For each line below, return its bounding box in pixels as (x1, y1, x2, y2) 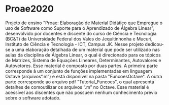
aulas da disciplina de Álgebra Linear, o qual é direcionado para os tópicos (5, 51, 161, 58)
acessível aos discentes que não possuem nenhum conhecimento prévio (5, 89, 157, 95)
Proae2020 (5, 3, 54, 15)
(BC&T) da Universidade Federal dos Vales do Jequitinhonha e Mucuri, (5, 36, 153, 42)
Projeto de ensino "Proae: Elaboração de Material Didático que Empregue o (5, 20, 163, 26)
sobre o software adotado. (5, 94, 61, 101)
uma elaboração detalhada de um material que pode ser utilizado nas (15, 46, 160, 52)
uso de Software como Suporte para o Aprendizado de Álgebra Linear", (5, 25, 155, 31)
